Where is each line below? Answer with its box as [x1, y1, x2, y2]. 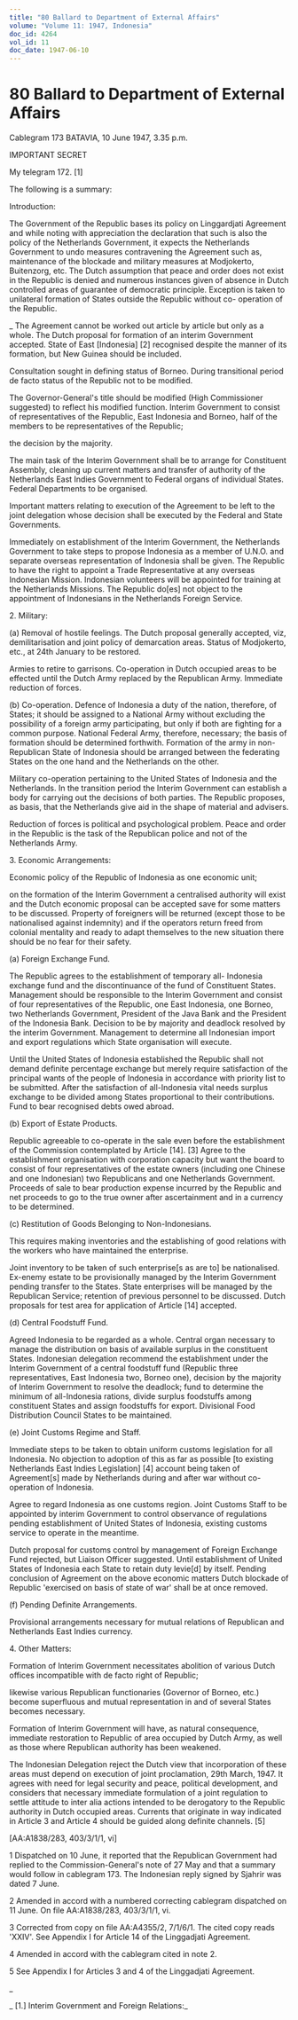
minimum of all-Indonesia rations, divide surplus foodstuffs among [9, 1391, 253, 1402]
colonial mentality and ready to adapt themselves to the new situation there [9, 927, 285, 938]
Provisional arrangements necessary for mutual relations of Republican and [9, 1616, 285, 1628]
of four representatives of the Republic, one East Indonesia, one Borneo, [9, 999, 273, 1010]
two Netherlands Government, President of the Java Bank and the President [9, 1009, 286, 1019]
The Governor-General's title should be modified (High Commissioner [9, 392, 263, 404]
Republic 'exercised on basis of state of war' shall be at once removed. [9, 1583, 269, 1593]
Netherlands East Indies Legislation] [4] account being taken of [9, 1463, 240, 1474]
